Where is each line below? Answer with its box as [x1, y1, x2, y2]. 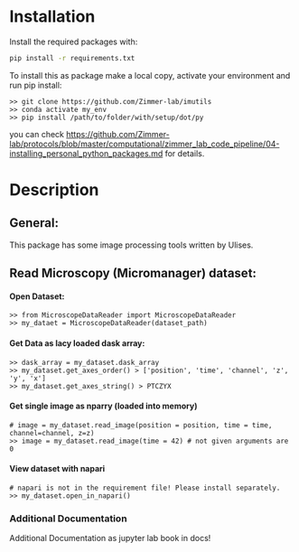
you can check [9, 128, 65, 139]
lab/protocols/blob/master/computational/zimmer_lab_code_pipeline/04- [9, 138, 280, 149]
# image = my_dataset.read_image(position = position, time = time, [9, 420, 273, 430]
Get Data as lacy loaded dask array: [9, 338, 145, 349]
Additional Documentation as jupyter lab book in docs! [9, 533, 211, 544]
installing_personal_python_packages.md [9, 147, 164, 159]
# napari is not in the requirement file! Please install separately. [9, 483, 281, 493]
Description [9, 180, 99, 200]
